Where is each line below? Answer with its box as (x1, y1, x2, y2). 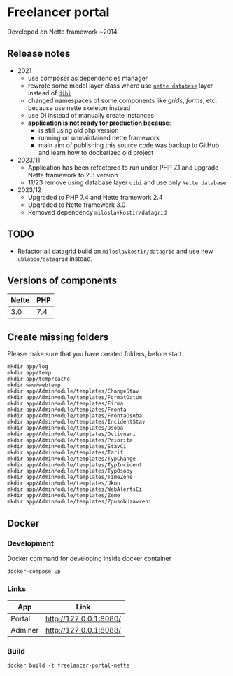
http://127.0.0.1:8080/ (45, 614, 121, 624)
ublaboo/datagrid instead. (17, 254, 93, 263)
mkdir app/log (7, 363, 49, 370)
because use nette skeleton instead (27, 103, 131, 112)
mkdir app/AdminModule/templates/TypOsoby (7, 468, 133, 475)
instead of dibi (27, 88, 71, 97)
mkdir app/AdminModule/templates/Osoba (7, 425, 124, 432)
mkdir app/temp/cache (7, 376, 71, 383)
